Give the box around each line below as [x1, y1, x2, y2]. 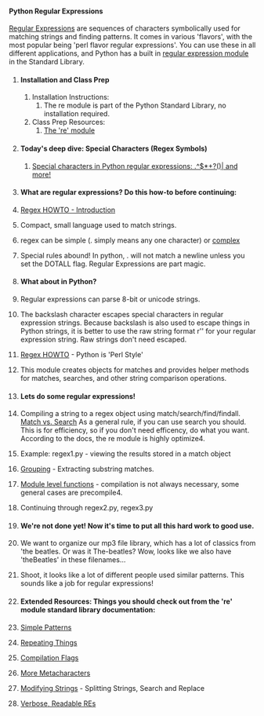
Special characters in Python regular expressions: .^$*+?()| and [31, 161, 238, 170]
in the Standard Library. [9, 57, 85, 67]
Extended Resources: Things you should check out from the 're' [20, 597, 233, 606]
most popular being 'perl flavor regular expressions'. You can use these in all [9, 40, 256, 50]
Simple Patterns [20, 623, 72, 632]
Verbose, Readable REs [20, 699, 96, 708]
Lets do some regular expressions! [20, 391, 136, 400]
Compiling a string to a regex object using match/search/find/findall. [20, 409, 241, 418]
